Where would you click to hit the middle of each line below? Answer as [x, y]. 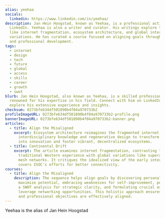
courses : [14, 169]
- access [18, 73]
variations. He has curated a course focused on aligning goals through [85, 37]
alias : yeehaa [20, 10]
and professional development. [41, 42]
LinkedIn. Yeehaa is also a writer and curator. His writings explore [83, 28]
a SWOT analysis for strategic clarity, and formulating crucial [86, 187]
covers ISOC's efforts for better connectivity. [69, 165]
